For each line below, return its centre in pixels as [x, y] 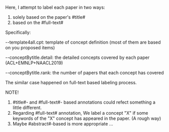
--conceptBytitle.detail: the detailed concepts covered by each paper [77, 57]
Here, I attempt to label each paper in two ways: [55, 7]
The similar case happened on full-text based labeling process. [71, 82]
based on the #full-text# [38, 23]
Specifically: [18, 32]
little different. [27, 108]
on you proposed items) [30, 47]
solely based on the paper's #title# [49, 17]
